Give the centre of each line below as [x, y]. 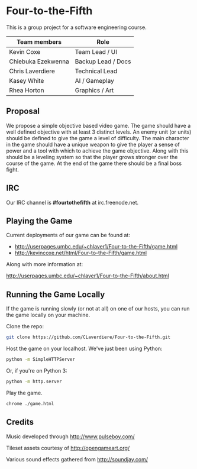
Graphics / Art [94, 90]
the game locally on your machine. [48, 315]
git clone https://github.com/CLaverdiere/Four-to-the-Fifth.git [88, 337]
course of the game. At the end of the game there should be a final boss [94, 163]
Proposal [23, 111]
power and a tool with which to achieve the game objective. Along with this [97, 151]
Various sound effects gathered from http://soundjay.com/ [77, 459]
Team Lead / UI [96, 51]
